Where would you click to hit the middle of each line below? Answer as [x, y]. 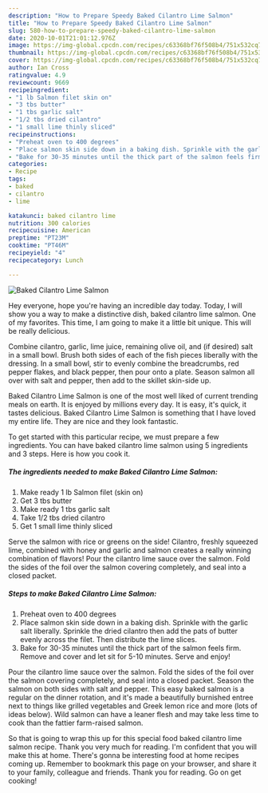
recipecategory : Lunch [46, 260]
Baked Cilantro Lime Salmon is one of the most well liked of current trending [133, 395]
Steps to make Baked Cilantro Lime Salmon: [83, 594]
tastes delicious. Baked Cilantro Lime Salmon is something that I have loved [132, 413]
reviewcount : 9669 [39, 82]
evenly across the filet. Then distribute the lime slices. [108, 639]
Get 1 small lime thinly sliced [66, 526]
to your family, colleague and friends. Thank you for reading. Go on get [125, 772]
